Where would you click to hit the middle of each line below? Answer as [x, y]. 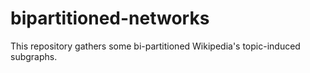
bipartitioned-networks [110, 18]
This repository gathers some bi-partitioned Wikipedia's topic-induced [155, 46]
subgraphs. [34, 56]
